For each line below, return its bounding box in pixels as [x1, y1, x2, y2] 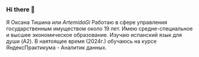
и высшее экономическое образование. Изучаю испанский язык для [6, 31, 182, 39]
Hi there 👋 [6, 5, 36, 14]
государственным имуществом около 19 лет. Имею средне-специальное [6, 25, 193, 32]
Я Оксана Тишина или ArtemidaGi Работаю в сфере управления [6, 19, 168, 26]
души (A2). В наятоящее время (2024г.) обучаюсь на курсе [6, 38, 157, 45]
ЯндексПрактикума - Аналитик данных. [6, 44, 107, 51]
